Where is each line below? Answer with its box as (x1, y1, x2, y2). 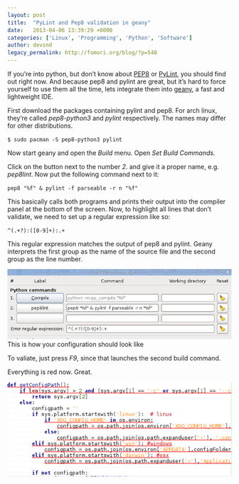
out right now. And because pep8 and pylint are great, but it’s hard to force (7, 77, 226, 86)
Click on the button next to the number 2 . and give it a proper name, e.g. (7, 163, 219, 171)
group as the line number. (7, 255, 83, 263)
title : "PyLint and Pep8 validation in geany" (7, 19, 152, 26)
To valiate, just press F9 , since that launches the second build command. (7, 354, 221, 363)
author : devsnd (7, 41, 53, 49)
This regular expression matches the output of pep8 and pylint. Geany (7, 240, 213, 248)
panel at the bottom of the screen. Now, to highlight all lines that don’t (7, 205, 212, 213)
